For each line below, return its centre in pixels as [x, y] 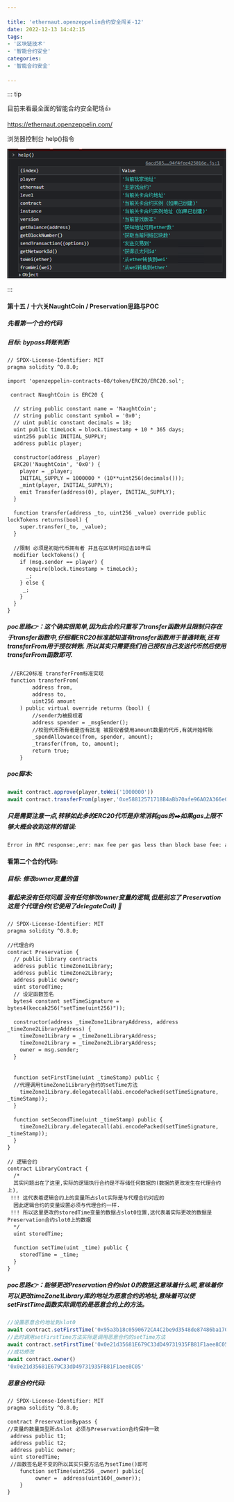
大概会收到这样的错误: [44, 827]
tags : [15, 37]
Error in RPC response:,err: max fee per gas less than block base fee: [115, 845]
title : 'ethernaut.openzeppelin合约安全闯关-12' [76, 22]
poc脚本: [20, 774]
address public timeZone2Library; [63, 973]
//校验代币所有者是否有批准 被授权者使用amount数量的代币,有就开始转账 [123, 730]
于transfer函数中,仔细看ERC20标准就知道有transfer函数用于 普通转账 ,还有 [114, 637]
